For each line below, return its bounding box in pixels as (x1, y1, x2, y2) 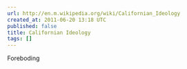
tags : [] (7, 36, 32, 42)
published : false (7, 23, 57, 29)
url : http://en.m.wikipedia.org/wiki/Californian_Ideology (7, 10, 181, 17)
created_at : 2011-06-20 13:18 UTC (7, 16, 107, 23)
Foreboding (7, 54, 40, 62)
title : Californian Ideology (7, 29, 91, 36)
